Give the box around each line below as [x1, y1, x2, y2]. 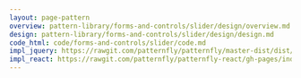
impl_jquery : [9, 47, 58, 56]
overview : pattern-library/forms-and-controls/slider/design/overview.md [9, 22, 291, 30]
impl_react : [9, 55, 54, 64]
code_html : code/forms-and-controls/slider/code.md [9, 38, 206, 48]
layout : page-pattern [9, 13, 90, 22]
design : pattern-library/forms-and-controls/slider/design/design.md [9, 30, 275, 39]
